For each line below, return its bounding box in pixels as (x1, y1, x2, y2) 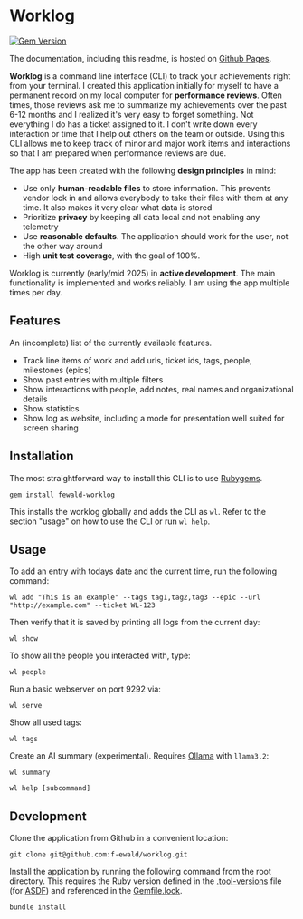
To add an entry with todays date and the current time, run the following (9, 566, 278, 576)
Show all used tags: (9, 717, 83, 728)
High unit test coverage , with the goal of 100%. (22, 250, 201, 261)
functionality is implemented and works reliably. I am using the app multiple (9, 277, 290, 288)
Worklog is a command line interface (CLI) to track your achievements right (9, 70, 291, 82)
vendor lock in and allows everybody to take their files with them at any (22, 192, 289, 203)
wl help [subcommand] (9, 784, 91, 793)
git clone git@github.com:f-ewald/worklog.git (9, 850, 188, 859)
